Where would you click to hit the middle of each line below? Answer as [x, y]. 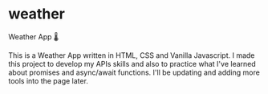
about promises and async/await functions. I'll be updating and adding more [134, 72]
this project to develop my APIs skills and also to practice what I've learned [132, 63]
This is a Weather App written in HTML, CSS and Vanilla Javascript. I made [132, 55]
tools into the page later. [48, 80]
